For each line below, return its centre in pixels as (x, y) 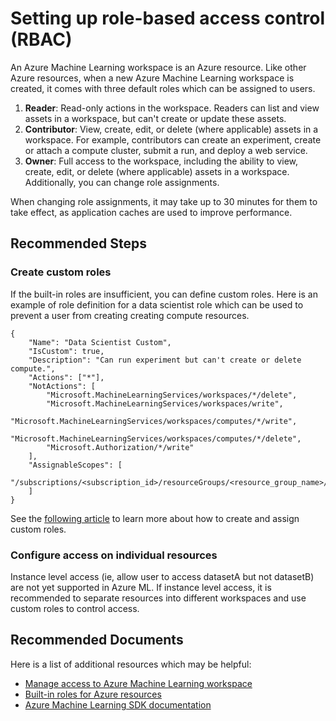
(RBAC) (41, 39)
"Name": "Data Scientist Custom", (100, 342)
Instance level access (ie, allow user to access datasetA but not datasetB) (162, 576)
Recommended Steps (78, 243)
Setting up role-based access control (168, 18)
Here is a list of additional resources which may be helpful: (131, 664)
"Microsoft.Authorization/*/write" (120, 447)
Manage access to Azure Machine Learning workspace (138, 683)
